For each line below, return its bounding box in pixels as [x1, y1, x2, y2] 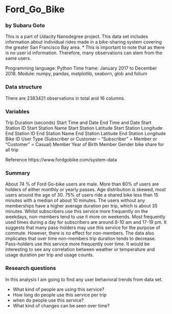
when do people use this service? [12, 297, 84, 303]
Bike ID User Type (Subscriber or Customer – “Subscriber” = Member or [5, 136, 158, 142]
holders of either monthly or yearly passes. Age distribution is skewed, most [5, 186, 166, 193]
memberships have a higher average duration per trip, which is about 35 [5, 203, 158, 209]
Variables [5, 108, 30, 115]
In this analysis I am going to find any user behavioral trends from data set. [5, 276, 163, 282]
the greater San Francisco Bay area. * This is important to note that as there [5, 45, 165, 51]
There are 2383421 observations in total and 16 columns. [5, 95, 125, 101]
